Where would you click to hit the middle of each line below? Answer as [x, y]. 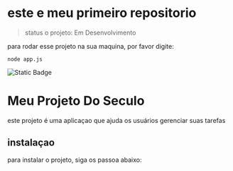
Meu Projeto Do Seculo [76, 101]
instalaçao [31, 143]
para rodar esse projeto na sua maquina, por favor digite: [91, 46]
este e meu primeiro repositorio [102, 13]
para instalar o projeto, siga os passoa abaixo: [75, 160]
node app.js [25, 59]
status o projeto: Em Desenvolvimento [80, 33]
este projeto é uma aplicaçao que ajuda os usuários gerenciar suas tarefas [116, 120]
